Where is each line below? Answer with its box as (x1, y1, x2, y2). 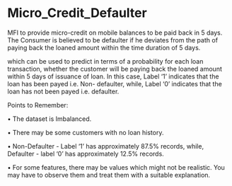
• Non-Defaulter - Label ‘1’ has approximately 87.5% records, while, (7, 141, 204, 150)
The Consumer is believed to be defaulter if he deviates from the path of (7, 35, 218, 44)
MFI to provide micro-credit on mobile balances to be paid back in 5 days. (7, 28, 223, 37)
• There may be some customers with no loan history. (7, 128, 164, 136)
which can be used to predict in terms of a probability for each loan (7, 57, 204, 65)
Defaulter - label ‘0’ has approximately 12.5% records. (7, 149, 164, 158)
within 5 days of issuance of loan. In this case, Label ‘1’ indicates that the (7, 72, 219, 81)
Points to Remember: (7, 100, 69, 109)
